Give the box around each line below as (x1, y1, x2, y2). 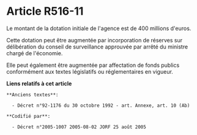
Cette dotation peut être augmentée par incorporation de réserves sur (6, 36, 183, 44)
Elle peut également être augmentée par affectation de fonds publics (6, 61, 180, 69)
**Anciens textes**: (6, 91, 59, 98)
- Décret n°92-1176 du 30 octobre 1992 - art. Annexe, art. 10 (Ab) (12, 102, 190, 109)
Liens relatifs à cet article (6, 80, 72, 87)
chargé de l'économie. (6, 49, 63, 56)
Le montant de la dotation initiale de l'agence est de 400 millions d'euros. (6, 25, 191, 32)
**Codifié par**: (6, 113, 51, 119)
